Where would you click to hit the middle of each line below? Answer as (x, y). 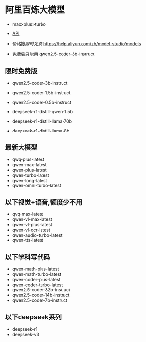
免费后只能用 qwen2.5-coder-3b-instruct (53, 54)
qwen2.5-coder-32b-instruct (41, 290)
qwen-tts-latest (28, 240)
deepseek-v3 (25, 334)
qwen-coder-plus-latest (36, 280)
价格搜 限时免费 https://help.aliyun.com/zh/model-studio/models (76, 43)
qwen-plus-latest (30, 170)
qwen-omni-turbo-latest (36, 185)
